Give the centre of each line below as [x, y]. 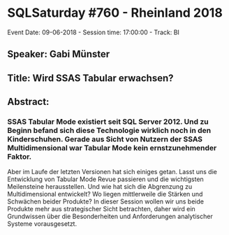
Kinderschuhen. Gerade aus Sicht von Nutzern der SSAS [105, 139]
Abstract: [28, 102]
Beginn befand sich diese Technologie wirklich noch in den [109, 131]
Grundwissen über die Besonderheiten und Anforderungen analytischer [110, 216]
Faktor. [20, 157]
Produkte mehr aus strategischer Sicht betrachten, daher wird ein [101, 209]
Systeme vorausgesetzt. [42, 224]
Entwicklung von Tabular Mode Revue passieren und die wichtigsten [105, 179]
